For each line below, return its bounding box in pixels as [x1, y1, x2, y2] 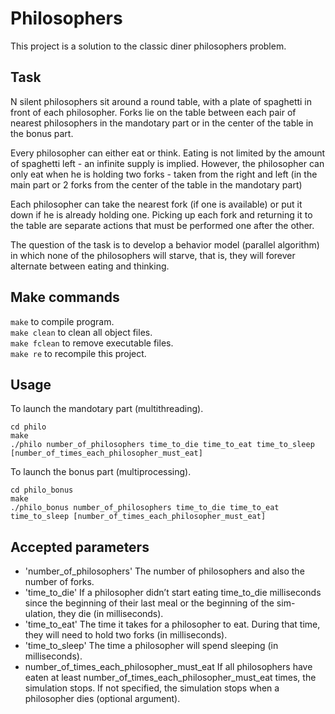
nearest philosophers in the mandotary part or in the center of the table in [10, 117, 314, 129]
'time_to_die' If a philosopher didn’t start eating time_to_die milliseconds [24, 587, 322, 599]
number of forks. [24, 576, 95, 588]
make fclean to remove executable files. [10, 337, 174, 349]
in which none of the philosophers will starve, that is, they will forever [10, 249, 296, 261]
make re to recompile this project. [10, 347, 147, 359]
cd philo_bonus [10, 485, 74, 496]
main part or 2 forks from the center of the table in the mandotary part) [10, 178, 303, 191]
